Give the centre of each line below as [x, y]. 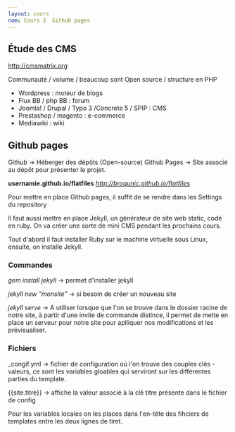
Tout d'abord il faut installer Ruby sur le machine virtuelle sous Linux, [108, 240]
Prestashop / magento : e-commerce [72, 116]
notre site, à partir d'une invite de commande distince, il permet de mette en [118, 315]
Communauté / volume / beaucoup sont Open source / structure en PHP [113, 80]
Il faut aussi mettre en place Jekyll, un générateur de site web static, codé [115, 218]
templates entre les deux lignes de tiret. [65, 421]
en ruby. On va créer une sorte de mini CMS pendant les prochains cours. [115, 226]
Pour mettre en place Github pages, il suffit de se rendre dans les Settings [115, 197]
